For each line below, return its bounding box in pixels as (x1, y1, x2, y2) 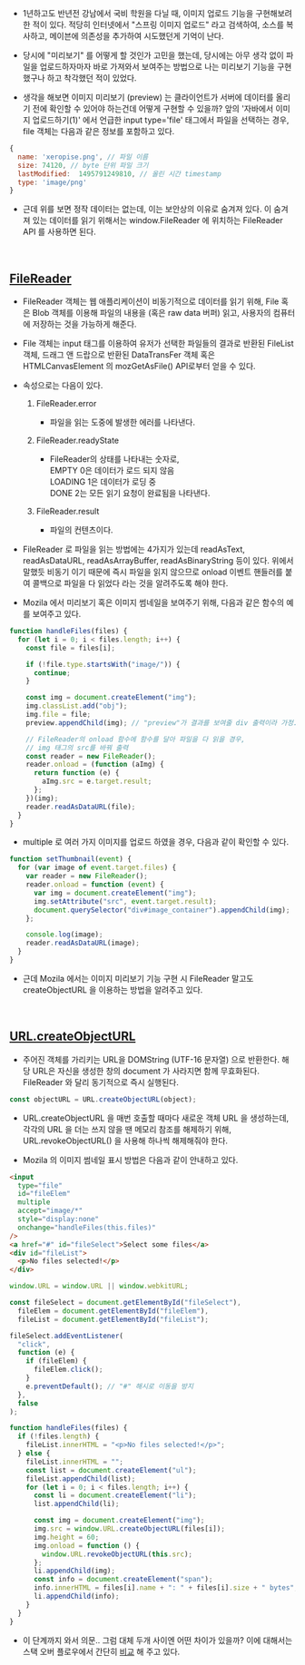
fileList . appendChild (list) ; (25, 1474, 136, 1484)
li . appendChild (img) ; (33, 1566, 116, 1576)
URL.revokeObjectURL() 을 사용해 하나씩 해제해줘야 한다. (22, 1135, 229, 1146)
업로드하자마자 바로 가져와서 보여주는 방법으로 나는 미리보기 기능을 (39, 62, 275, 72)
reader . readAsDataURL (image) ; (25, 938, 141, 948)
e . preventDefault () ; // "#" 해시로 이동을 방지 (25, 1382, 193, 1391)
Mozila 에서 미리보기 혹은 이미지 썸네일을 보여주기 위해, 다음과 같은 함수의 (22, 597, 284, 608)
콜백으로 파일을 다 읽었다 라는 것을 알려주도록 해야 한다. (32, 578, 229, 589)
